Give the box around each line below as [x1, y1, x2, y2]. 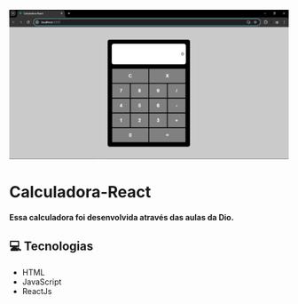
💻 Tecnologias [9, 239, 94, 254]
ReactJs [21, 285, 52, 296]
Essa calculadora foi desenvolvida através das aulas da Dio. [9, 212, 234, 222]
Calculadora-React [9, 182, 152, 203]
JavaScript [21, 276, 62, 287]
